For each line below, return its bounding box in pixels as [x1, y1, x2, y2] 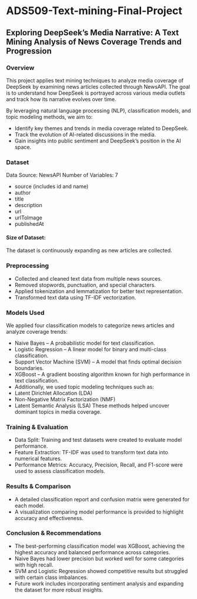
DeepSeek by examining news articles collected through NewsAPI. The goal [6, 83, 190, 90]
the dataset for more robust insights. [14, 586, 103, 593]
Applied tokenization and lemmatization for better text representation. [14, 287, 183, 295]
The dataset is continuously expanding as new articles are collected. [6, 247, 172, 254]
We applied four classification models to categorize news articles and [6, 322, 175, 329]
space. [14, 143, 31, 151]
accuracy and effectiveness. [14, 514, 84, 521]
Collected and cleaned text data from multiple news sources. [14, 275, 162, 282]
